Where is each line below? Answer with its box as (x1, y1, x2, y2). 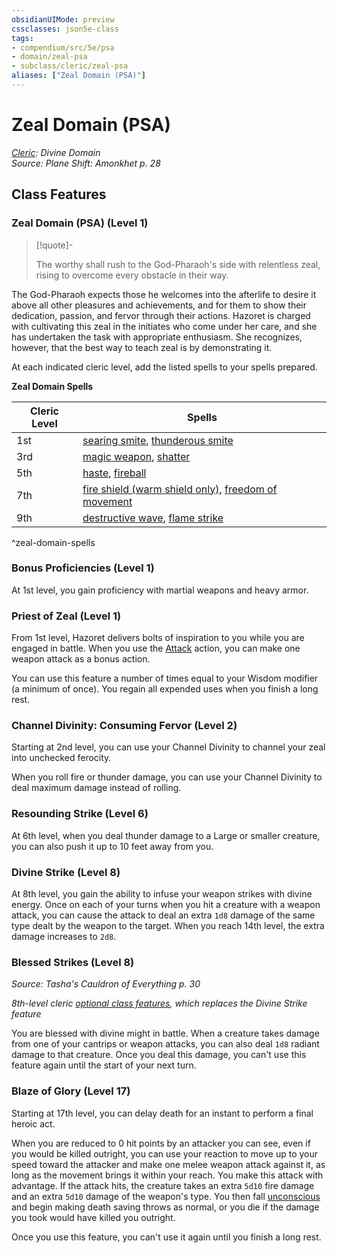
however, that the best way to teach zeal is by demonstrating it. (11, 341, 273, 353)
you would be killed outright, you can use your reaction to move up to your (11, 1147, 319, 1160)
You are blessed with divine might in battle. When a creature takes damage (11, 1027, 320, 1040)
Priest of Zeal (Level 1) (11, 609, 122, 623)
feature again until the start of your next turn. (11, 1059, 197, 1071)
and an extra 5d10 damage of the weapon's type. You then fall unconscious (11, 1190, 321, 1202)
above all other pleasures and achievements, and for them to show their (11, 299, 307, 311)
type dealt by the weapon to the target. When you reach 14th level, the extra (11, 919, 325, 931)
